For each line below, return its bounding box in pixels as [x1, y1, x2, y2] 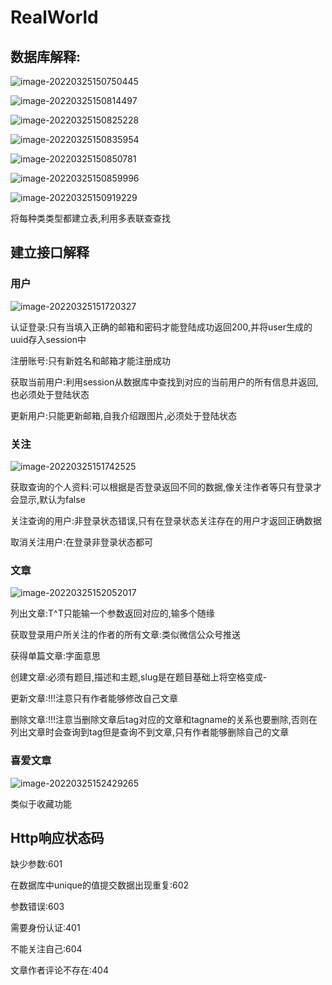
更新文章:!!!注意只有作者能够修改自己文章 [10, 692, 179, 705]
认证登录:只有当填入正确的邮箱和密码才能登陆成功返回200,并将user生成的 [10, 321, 313, 333]
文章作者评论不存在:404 [10, 964, 109, 976]
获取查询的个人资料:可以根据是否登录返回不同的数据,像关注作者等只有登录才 [10, 481, 323, 493]
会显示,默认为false [10, 493, 86, 505]
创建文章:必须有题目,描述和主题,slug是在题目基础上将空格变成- [10, 671, 268, 683]
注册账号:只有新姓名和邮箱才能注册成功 [10, 354, 172, 366]
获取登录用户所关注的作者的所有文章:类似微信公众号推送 [10, 629, 242, 641]
